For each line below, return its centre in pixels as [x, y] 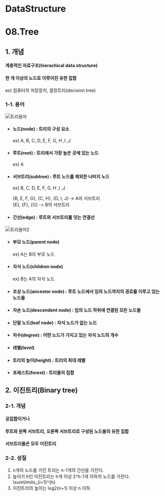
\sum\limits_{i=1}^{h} [34, 482]
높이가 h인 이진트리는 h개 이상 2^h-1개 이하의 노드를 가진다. [71, 476]
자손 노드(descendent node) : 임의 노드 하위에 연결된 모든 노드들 [77, 310]
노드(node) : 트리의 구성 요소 [41, 129]
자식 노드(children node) [38, 267]
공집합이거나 [18, 419]
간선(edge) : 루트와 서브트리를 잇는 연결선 [53, 217]
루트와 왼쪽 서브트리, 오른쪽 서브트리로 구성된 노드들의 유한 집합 [67, 431]
